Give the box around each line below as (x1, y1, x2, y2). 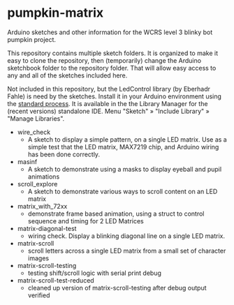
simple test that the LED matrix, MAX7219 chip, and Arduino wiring (27, 142, 219, 151)
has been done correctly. (27, 150, 100, 158)
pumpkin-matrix (7, 5, 104, 21)
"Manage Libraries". (7, 114, 65, 123)
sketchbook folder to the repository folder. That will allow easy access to (7, 64, 217, 72)
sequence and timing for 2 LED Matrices (27, 216, 145, 225)
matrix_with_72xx (17, 202, 68, 210)
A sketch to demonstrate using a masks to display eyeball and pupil (27, 165, 222, 173)
